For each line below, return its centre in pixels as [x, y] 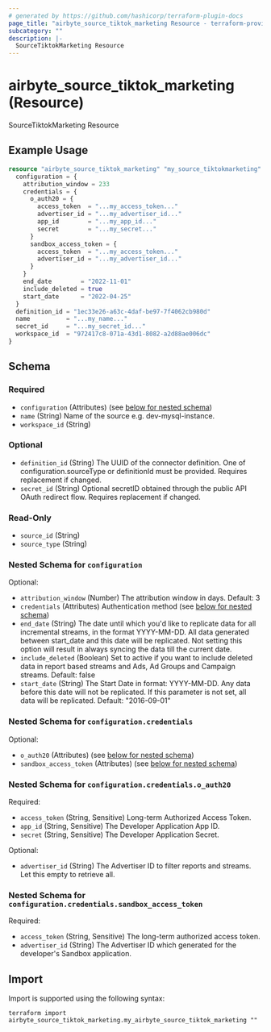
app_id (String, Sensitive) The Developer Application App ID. [120, 826]
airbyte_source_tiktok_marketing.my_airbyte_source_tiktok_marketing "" [133, 1021]
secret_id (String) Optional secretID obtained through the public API [133, 488]
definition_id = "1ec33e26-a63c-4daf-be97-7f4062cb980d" [113, 311]
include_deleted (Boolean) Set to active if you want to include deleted [136, 658]
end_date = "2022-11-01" [77, 281]
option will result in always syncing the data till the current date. [126, 649]
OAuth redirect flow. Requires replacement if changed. [110, 497]
